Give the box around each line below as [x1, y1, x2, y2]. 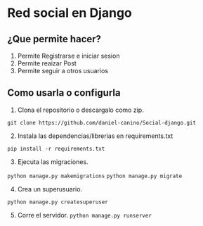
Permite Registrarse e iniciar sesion [17, 51, 120, 60]
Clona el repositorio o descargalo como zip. [17, 106, 144, 114]
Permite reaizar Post [17, 59, 77, 68]
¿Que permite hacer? [7, 33, 102, 45]
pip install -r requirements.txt [7, 145, 105, 152]
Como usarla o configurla [7, 87, 121, 99]
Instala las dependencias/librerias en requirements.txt [17, 132, 173, 140]
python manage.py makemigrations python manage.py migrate [7, 172, 183, 180]
